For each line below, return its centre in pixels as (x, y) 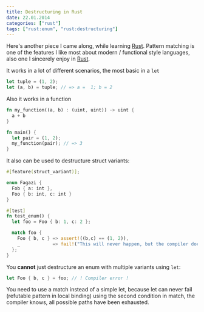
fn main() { (21, 132)
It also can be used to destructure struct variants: (68, 161)
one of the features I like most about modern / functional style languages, (98, 53)
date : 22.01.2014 (28, 18)
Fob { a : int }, (32, 188)
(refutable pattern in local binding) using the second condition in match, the (101, 296)
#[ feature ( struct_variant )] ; (43, 172)
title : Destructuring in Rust (45, 12)
